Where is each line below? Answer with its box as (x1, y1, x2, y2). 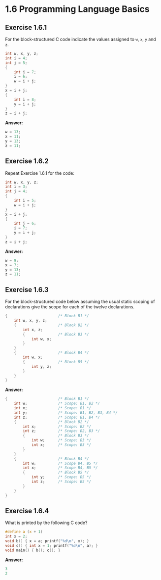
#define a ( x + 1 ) (5, 530, 43, 534)
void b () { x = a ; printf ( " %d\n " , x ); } (5, 538, 90, 544)
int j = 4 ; (5, 189, 28, 194)
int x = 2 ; (5, 534, 28, 539)
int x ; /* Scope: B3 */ (31, 442, 92, 447)
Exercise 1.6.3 (5, 286, 49, 294)
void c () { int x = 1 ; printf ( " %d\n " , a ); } (5, 543, 98, 548)
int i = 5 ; (14, 198, 36, 203)
